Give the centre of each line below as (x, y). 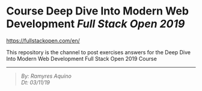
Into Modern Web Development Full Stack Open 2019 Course (82, 58)
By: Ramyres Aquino (46, 76)
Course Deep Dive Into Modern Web (98, 11)
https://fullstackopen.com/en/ (43, 40)
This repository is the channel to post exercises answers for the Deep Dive (99, 52)
